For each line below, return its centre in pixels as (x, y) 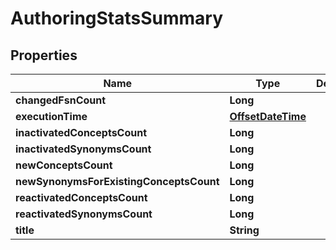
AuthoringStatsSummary (117, 18)
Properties (44, 55)
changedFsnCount (61, 100)
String (244, 230)
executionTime (51, 116)
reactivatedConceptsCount (81, 197)
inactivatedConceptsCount (81, 132)
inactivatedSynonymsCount (83, 149)
